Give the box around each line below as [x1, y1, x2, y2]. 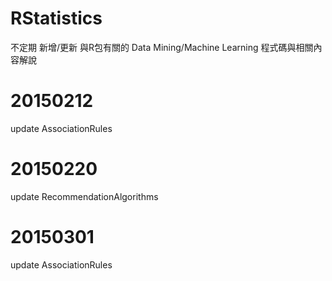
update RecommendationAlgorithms [10, 190, 159, 202]
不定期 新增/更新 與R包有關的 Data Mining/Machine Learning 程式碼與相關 [10, 41, 314, 53]
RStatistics [10, 7, 103, 30]
